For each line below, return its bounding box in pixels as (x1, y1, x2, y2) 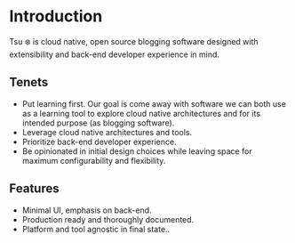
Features (9, 181, 60, 197)
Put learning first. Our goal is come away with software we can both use (21, 98, 287, 109)
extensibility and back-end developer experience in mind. (9, 49, 220, 60)
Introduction (9, 6, 103, 27)
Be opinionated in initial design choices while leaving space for (21, 145, 252, 157)
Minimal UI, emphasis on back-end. (21, 205, 153, 215)
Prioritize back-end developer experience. (21, 136, 177, 147)
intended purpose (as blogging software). (21, 117, 175, 128)
